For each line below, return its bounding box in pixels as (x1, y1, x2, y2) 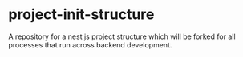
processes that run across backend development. (8, 40, 172, 49)
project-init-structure (8, 6, 155, 24)
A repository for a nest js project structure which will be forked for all (8, 32, 236, 41)
